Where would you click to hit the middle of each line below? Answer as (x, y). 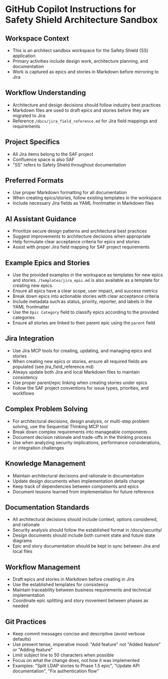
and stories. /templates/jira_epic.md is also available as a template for (86, 280)
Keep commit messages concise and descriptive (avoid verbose (79, 633)
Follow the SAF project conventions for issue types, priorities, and (80, 388)
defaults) (22, 639)
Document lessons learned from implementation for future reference (83, 491)
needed (20, 606)
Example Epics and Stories (48, 263)
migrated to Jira (29, 115)
